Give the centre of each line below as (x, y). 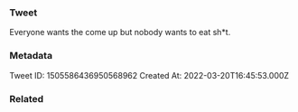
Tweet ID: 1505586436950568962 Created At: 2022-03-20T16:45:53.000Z (149, 75)
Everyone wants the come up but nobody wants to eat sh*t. (120, 33)
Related (27, 98)
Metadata (31, 56)
